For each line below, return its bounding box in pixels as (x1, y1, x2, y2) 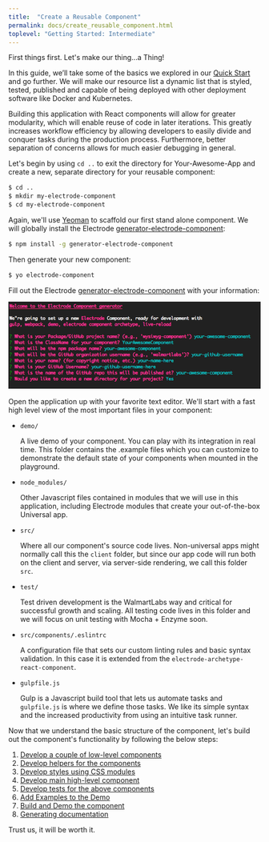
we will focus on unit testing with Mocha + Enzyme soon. (19, 615, 208, 624)
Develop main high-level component (19, 776, 140, 785)
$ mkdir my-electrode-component (8, 192, 116, 200)
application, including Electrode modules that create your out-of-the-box (19, 501, 260, 511)
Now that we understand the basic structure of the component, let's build (8, 726, 251, 736)
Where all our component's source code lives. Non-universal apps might (19, 541, 259, 551)
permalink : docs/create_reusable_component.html (8, 21, 174, 30)
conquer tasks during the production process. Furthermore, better (8, 134, 227, 144)
